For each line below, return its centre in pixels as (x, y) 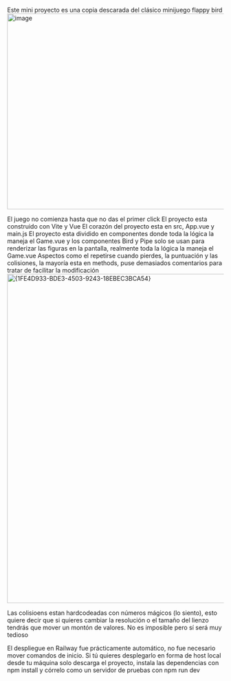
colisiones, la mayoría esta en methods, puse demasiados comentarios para (114, 263)
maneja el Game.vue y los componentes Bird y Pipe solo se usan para (106, 241)
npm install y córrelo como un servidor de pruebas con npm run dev (104, 670)
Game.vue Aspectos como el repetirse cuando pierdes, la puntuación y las (113, 255)
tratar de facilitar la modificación (53, 270)
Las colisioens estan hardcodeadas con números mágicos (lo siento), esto (112, 613)
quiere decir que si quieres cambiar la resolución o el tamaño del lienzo (108, 620)
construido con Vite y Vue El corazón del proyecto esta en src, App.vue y (111, 226)
